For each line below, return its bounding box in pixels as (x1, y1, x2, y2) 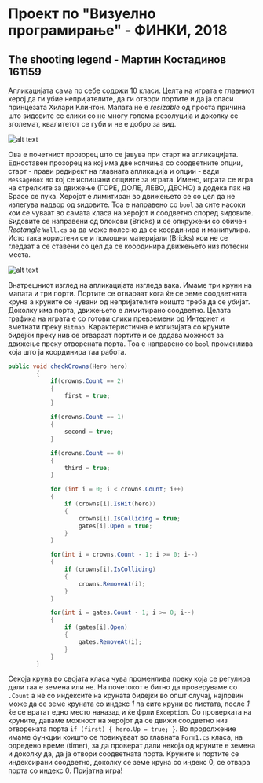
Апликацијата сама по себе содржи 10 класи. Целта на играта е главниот (8, 86, 255, 95)
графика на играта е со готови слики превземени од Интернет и (8, 314, 225, 323)
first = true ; (64, 391, 111, 399)
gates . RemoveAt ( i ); (78, 638, 143, 645)
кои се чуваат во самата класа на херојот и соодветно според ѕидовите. (8, 208, 254, 217)
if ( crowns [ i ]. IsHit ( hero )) (64, 500, 156, 508)
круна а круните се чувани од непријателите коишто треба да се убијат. (8, 297, 250, 307)
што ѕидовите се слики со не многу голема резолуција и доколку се (8, 111, 239, 120)
